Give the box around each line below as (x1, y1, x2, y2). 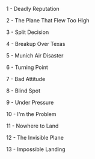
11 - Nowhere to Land (6, 122, 59, 129)
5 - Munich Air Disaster (6, 52, 64, 59)
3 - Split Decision (6, 28, 49, 36)
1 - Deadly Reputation (6, 5, 60, 12)
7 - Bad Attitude (6, 76, 46, 82)
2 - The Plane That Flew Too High (6, 17, 90, 24)
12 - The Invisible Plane (6, 134, 64, 141)
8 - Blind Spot (6, 87, 41, 94)
